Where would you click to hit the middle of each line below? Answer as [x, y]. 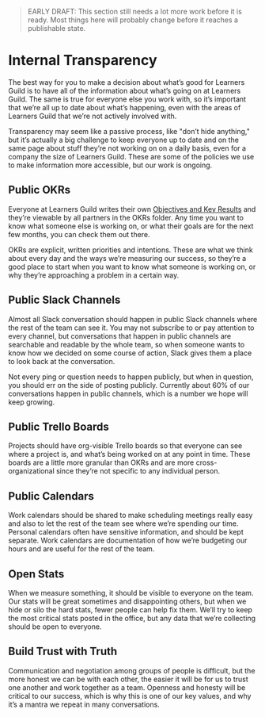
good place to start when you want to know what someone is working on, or [132, 266]
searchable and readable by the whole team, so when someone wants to [127, 344]
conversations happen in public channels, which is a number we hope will [128, 393]
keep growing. [32, 402]
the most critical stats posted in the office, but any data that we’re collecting [132, 618]
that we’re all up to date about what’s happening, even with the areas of [125, 107]
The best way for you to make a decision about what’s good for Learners [127, 82]
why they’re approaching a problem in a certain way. [94, 275]
